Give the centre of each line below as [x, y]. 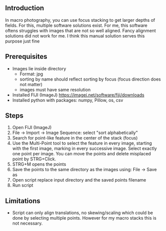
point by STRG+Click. [34, 159]
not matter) [31, 84]
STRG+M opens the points [39, 164]
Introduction [25, 8]
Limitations [23, 201]
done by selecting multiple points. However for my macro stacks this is [84, 218]
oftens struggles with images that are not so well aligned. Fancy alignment [81, 30]
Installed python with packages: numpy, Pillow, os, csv [68, 100]
